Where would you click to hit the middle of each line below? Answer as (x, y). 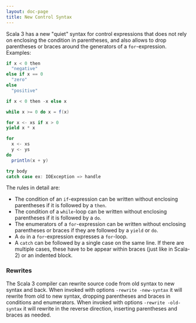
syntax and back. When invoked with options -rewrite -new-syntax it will (94, 289)
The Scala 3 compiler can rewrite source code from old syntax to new (90, 284)
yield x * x (21, 128)
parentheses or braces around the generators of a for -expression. (87, 46)
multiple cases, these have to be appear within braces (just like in (94, 249)
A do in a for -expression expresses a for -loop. (71, 237)
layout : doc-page (27, 11)
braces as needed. (29, 315)
